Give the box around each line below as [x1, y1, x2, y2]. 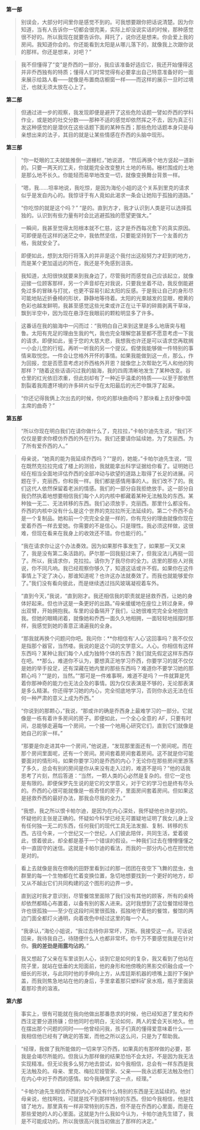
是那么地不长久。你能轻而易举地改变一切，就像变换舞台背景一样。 [20, 171, 183, 178]
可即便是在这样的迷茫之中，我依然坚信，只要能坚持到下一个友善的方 [20, 232, 189, 239]
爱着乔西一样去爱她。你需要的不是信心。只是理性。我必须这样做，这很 [20, 522, 194, 529]
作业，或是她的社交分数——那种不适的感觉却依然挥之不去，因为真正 [20, 116, 189, 123]
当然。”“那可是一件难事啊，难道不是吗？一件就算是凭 [62, 672, 190, 679]
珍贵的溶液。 [31, 985, 63, 992]
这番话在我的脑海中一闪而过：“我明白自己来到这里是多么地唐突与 [20, 322, 180, 329]
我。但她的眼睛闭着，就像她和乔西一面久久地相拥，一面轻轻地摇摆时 [20, 615, 189, 621]
